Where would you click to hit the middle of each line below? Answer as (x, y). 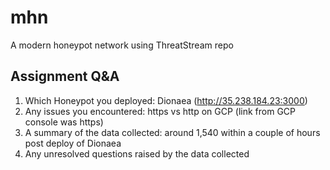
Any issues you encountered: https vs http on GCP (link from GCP (160, 111)
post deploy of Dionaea (73, 143)
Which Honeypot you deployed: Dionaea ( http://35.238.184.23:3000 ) (166, 100)
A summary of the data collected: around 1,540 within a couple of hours (172, 132)
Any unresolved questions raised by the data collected (137, 153)
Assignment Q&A (65, 76)
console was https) (64, 122)
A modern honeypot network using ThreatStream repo (122, 45)
